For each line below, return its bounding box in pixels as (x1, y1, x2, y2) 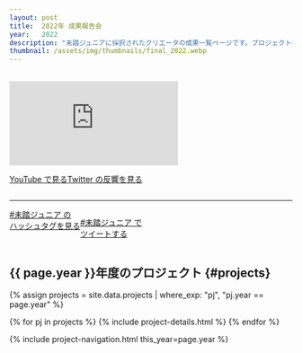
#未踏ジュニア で (80, 217, 142, 228)
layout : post (9, 13, 58, 22)
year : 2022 (9, 30, 58, 39)
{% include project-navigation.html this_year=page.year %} (9, 333, 229, 344)
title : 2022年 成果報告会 (9, 22, 102, 31)
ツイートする (80, 228, 128, 239)
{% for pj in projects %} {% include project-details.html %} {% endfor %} (9, 316, 280, 327)
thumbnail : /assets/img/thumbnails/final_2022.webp (9, 47, 207, 56)
